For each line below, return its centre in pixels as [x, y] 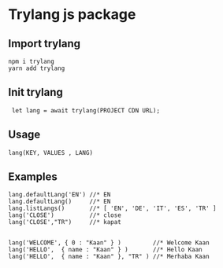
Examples [33, 177]
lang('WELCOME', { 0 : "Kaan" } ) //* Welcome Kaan [109, 243]
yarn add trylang [37, 68]
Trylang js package [72, 15]
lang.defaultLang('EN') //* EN [59, 195]
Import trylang [45, 44]
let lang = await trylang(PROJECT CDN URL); [85, 110]
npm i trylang [32, 61]
